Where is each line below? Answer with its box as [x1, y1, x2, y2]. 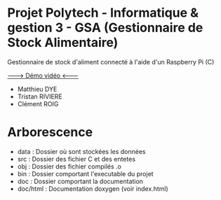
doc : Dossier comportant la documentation [17, 177, 144, 185]
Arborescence [7, 124, 93, 141]
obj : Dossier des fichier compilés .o [17, 162, 121, 171]
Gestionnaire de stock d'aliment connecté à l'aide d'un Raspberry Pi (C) [7, 57, 215, 66]
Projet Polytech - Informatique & [7, 5, 199, 21]
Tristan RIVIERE [17, 92, 62, 101]
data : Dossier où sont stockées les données [17, 147, 146, 155]
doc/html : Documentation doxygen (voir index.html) [17, 184, 168, 193]
